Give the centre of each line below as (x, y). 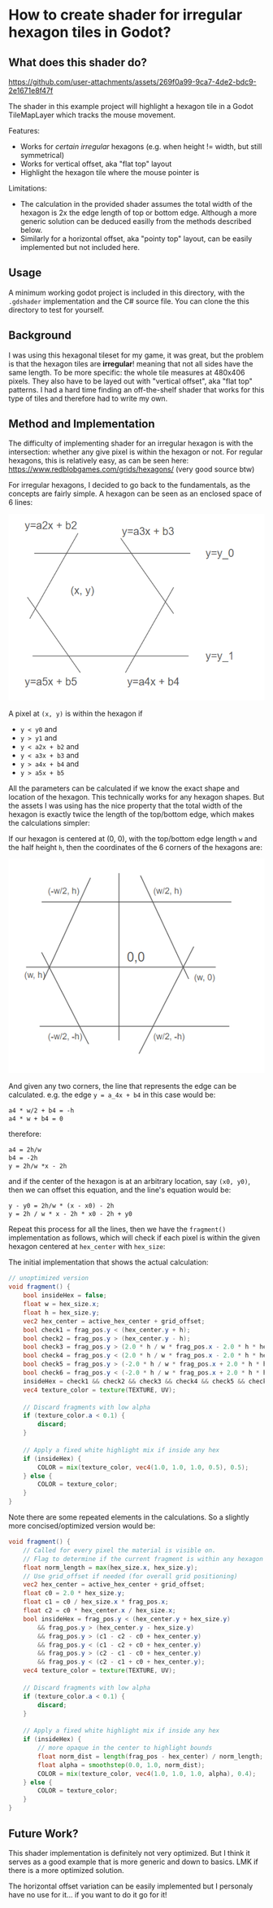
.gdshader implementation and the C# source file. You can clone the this (129, 301)
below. (31, 230)
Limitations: (28, 188)
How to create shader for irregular (126, 15)
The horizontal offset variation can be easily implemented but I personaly (131, 1886)
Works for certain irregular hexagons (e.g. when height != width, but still (141, 147)
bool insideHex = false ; (65, 1296)
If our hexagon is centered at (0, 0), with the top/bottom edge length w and (133, 838)
